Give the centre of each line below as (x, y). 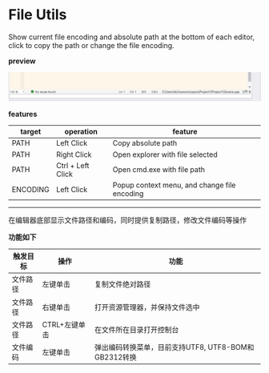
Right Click (74, 154)
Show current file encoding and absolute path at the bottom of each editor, (131, 37)
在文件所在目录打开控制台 (137, 329)
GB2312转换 (116, 357)
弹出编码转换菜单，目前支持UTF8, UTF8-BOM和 (175, 347)
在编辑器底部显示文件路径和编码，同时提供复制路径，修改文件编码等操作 (127, 220)
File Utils (38, 15)
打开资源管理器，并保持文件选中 (147, 307)
